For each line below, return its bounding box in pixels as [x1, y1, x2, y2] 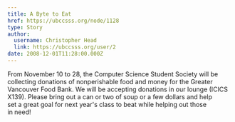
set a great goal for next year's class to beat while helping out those [7, 100, 207, 108]
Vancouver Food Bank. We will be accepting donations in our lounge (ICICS [7, 85, 229, 93]
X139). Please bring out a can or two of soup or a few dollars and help [7, 92, 212, 101]
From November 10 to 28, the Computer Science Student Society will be [7, 69, 219, 78]
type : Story [7, 24, 43, 31]
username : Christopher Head [14, 37, 98, 44]
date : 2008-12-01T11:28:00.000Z [7, 51, 103, 58]
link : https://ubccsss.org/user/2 [14, 44, 116, 51]
